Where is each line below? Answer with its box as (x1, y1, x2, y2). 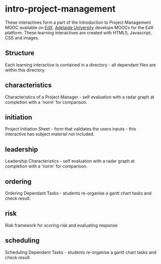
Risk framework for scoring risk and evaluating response (5, 222, 118, 228)
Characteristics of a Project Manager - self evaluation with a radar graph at (5, 94, 155, 100)
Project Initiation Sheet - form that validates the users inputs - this (5, 126, 136, 132)
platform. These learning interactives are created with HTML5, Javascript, (5, 30, 152, 35)
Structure (5, 49, 35, 57)
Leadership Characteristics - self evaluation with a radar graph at (5, 158, 135, 164)
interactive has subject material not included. (5, 131, 95, 137)
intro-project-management (5, 3, 116, 15)
